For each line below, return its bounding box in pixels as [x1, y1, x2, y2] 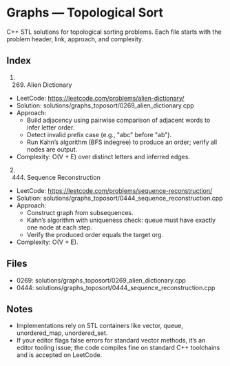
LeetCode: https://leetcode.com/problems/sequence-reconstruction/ [16, 186, 213, 194]
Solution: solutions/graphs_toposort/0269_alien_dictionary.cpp [16, 101, 194, 110]
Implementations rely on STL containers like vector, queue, [16, 322, 184, 330]
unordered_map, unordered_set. [16, 329, 108, 337]
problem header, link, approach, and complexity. [6, 34, 144, 43]
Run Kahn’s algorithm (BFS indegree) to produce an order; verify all [26, 138, 218, 146]
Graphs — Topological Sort [6, 5, 163, 21]
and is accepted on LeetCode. [16, 351, 103, 359]
